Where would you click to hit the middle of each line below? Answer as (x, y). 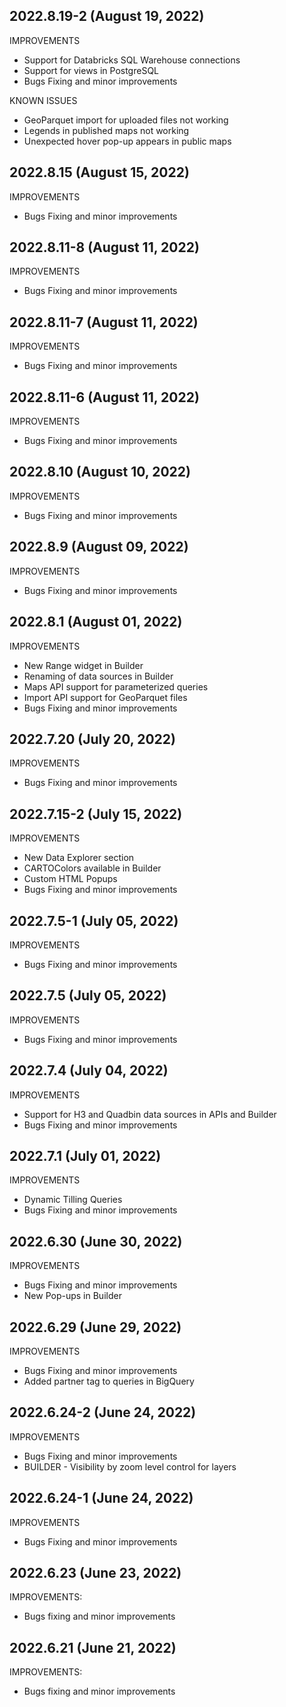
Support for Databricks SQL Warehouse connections (132, 60)
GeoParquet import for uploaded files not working (126, 120)
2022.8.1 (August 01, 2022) (96, 622)
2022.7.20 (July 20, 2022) (92, 739)
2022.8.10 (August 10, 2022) (100, 472)
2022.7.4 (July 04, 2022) (89, 1070)
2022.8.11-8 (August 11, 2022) (104, 247)
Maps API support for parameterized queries (116, 686)
